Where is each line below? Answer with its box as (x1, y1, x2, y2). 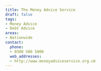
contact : (5, 40, 24, 45)
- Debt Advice (5, 26, 35, 31)
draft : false (5, 12, 33, 17)
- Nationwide (5, 35, 33, 40)
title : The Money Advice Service (5, 7, 76, 12)
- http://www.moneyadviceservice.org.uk (10, 58, 96, 63)
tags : (5, 16, 17, 21)
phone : (10, 44, 24, 49)
